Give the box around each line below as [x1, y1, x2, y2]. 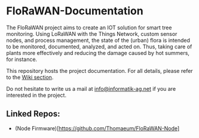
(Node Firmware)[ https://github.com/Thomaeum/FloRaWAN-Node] [14, 124, 180, 132]
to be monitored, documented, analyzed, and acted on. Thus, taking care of [6, 43, 192, 50]
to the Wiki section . [6, 73, 54, 81]
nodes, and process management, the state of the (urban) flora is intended [6, 36, 190, 44]
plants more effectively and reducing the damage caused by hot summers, [6, 49, 190, 56]
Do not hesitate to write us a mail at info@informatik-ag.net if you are [6, 85, 176, 92]
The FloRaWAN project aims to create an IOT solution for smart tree [6, 24, 172, 31]
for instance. [6, 56, 38, 63]
